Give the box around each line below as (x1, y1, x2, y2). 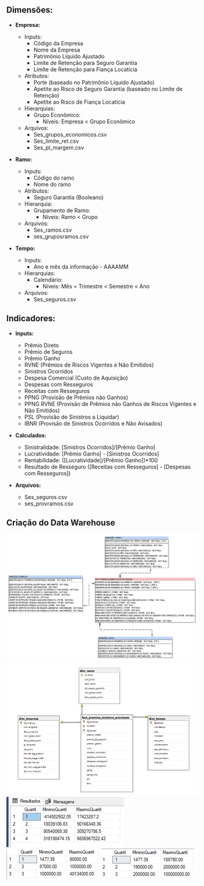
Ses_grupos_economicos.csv (33, 131, 107, 138)
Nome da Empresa (33, 46, 81, 53)
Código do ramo (33, 174, 75, 181)
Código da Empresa (33, 39, 84, 47)
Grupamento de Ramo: (33, 207, 90, 214)
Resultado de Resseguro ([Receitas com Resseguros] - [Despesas (24, 463, 191, 470)
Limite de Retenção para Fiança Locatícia (33, 66, 137, 73)
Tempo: (15, 245, 35, 252)
